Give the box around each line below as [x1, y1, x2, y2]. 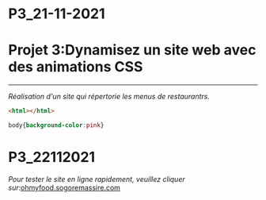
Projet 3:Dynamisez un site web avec [8, 41, 256, 60]
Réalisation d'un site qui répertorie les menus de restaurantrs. [8, 92, 211, 102]
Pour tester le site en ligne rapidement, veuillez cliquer [8, 174, 185, 183]
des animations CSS [8, 58, 143, 76]
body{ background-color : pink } [8, 121, 104, 129]
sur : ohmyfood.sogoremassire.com [8, 183, 121, 192]
